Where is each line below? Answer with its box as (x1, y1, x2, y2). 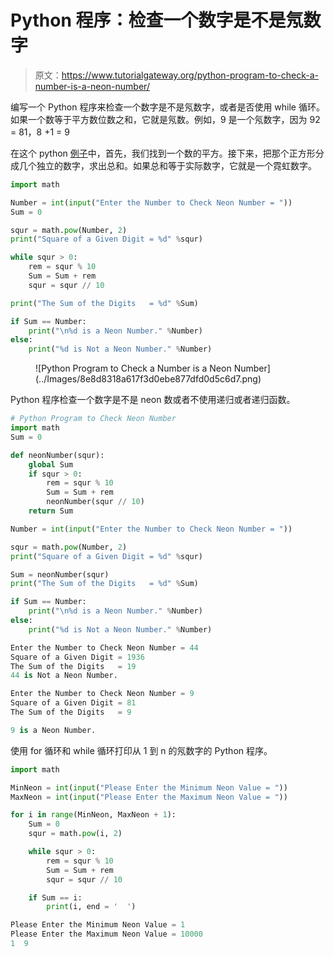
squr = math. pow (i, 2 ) (28, 829, 123, 839)
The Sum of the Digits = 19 (10, 661, 137, 671)
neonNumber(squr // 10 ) (46, 497, 145, 507)
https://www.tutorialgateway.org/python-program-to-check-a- (61, 69, 319, 81)
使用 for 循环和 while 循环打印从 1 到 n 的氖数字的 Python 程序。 (10, 744, 273, 756)
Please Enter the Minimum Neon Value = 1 (10, 920, 186, 930)
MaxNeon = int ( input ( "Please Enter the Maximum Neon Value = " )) (10, 792, 288, 802)
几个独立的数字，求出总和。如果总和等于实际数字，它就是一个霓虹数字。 (18, 159, 317, 171)
